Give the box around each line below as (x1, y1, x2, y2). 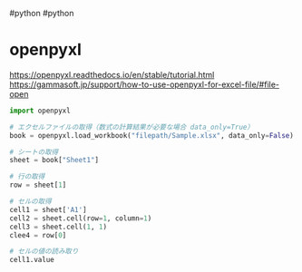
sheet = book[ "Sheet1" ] (9, 156, 100, 165)
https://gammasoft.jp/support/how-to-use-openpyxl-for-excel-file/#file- (9, 79, 279, 90)
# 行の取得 (9, 172, 45, 181)
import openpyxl (9, 106, 71, 115)
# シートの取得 (9, 147, 59, 157)
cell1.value (9, 256, 54, 265)
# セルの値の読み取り (9, 247, 79, 257)
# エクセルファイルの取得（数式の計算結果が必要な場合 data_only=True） (9, 122, 254, 131)
